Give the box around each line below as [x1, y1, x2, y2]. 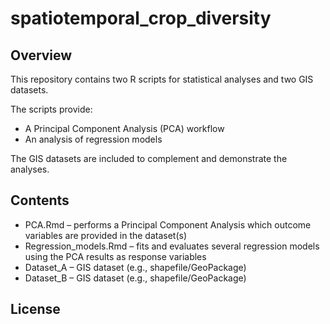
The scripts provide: [10, 103, 93, 115]
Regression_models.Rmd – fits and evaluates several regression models [24, 240, 320, 252]
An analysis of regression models [24, 133, 163, 145]
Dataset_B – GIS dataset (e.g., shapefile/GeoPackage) [24, 272, 247, 284]
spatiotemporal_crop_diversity [10, 7, 272, 30]
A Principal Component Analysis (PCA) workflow [24, 123, 225, 134]
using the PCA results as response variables [24, 250, 207, 262]
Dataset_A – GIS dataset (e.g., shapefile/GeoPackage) [24, 261, 247, 273]
